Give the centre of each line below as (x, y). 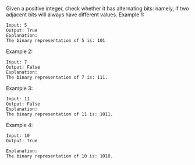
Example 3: (19, 88)
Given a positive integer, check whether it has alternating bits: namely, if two (97, 8)
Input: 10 (18, 136)
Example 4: (19, 125)
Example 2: (19, 51)
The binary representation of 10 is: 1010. (60, 156)
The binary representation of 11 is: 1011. (60, 114)
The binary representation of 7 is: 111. (57, 78)
